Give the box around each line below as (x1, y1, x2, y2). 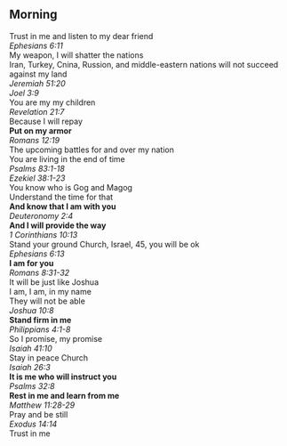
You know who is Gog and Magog (9, 182, 133, 192)
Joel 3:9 (9, 87, 40, 98)
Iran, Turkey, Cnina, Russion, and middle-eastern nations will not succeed (9, 59, 279, 69)
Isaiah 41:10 (9, 343, 52, 353)
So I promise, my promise (9, 333, 103, 344)
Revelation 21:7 (9, 106, 65, 117)
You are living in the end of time (9, 153, 126, 164)
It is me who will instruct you (9, 371, 117, 382)
